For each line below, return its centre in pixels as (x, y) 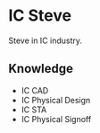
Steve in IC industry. (45, 40)
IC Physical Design (56, 100)
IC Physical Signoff (56, 119)
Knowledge (41, 69)
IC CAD (35, 90)
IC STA (34, 110)
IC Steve (40, 16)
